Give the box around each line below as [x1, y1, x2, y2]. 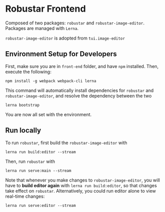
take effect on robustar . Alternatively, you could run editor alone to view [5, 188, 156, 194]
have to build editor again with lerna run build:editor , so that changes [5, 182, 157, 188]
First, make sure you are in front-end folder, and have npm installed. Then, [5, 63, 159, 69]
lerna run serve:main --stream [5, 168, 72, 173]
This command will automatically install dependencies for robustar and [5, 87, 154, 93]
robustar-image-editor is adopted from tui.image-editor [5, 35, 125, 41]
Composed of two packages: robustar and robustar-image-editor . [5, 20, 145, 26]
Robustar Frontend [5, 3, 86, 15]
